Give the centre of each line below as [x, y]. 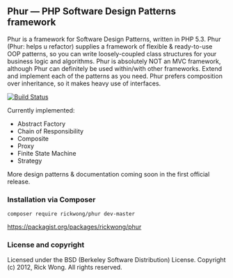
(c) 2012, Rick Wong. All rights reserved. [65, 268]
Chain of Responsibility [50, 131]
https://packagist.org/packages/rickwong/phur [74, 227]
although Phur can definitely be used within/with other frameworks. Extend [115, 68]
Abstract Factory [41, 124]
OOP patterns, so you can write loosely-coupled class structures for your [112, 54]
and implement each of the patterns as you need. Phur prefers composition [115, 76]
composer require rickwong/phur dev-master [71, 214]
